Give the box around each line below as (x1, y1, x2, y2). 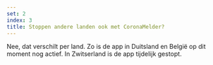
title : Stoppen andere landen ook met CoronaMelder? (6, 23, 165, 30)
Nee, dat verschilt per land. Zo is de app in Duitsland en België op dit (6, 43, 206, 51)
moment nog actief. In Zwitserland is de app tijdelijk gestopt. (6, 50, 182, 58)
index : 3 (6, 17, 32, 24)
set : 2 (6, 10, 26, 17)
